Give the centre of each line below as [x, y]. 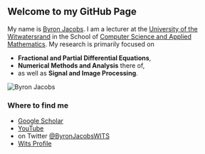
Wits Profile [35, 144]
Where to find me [38, 105]
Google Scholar [41, 121]
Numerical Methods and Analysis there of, [81, 65]
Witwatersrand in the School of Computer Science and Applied [100, 36]
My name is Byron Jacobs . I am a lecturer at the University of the [102, 29]
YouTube [31, 128]
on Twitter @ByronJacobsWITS [64, 136]
